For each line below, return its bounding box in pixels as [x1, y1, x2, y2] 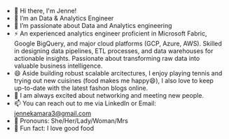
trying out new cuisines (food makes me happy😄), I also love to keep [13, 77, 214, 85]
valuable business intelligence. [13, 61, 103, 70]
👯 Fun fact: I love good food [13, 124, 95, 132]
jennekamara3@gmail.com [13, 109, 92, 117]
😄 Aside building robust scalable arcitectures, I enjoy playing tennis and [13, 69, 223, 77]
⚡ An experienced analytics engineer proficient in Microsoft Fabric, [13, 29, 208, 38]
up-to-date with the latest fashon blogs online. [13, 84, 148, 92]
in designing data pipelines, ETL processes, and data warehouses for [13, 47, 214, 55]
